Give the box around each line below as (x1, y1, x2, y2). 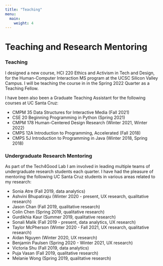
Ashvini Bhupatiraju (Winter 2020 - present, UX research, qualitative (12, 194, 149, 199)
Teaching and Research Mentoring (5, 42, 147, 52)
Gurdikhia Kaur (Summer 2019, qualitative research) (12, 214, 116, 220)
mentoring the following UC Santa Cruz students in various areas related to (5, 174, 156, 180)
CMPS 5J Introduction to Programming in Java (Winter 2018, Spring (12, 135, 147, 141)
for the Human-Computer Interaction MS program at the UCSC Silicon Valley (5, 75, 158, 81)
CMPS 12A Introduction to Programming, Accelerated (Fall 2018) (12, 130, 141, 136)
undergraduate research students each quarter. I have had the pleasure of (5, 168, 154, 175)
